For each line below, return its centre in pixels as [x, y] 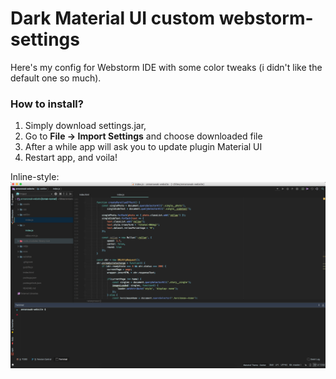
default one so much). [56, 78]
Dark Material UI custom [113, 18]
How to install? [47, 104]
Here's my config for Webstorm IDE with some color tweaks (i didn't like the [166, 67]
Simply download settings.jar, [85, 126]
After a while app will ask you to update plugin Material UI [143, 147]
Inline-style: [35, 177]
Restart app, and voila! [71, 158]
